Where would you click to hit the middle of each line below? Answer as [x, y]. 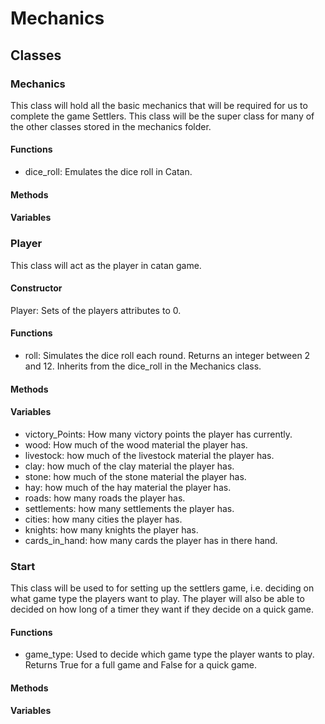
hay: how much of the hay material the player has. [128, 487]
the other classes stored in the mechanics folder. [111, 126]
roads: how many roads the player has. [105, 498]
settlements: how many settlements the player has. [129, 508]
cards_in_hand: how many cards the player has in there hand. [151, 540]
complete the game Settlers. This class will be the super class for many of [162, 116]
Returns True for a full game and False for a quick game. [141, 665]
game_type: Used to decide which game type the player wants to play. [169, 654]
